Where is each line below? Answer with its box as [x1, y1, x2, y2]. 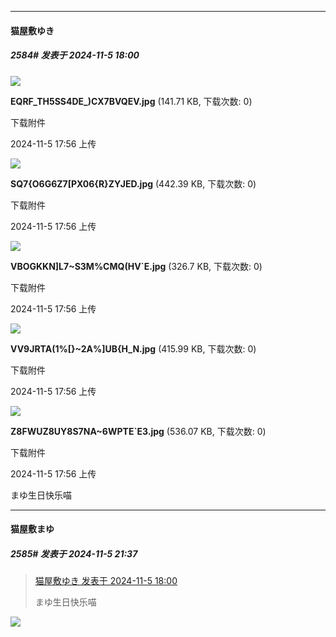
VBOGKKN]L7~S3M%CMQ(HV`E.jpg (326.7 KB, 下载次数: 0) [10, 260, 263, 272]
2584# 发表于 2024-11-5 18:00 [10, 49, 140, 61]
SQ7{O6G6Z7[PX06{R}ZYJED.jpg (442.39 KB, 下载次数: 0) [10, 177, 257, 190]
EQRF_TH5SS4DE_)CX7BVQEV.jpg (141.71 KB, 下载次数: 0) [10, 95, 253, 107]
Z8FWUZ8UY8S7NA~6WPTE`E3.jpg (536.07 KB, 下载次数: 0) [10, 425, 267, 437]
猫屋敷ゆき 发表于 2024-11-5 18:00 [34, 575, 178, 587]
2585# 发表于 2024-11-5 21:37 [10, 547, 138, 560]
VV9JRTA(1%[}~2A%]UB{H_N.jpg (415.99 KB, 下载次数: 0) [10, 342, 257, 355]
